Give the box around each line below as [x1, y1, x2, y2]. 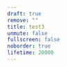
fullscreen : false [7, 36, 60, 43]
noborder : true [7, 43, 51, 50]
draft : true [7, 10, 41, 17]
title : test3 [7, 23, 45, 30]
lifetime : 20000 [7, 50, 54, 57]
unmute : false [7, 29, 48, 37]
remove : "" [7, 17, 39, 24]
